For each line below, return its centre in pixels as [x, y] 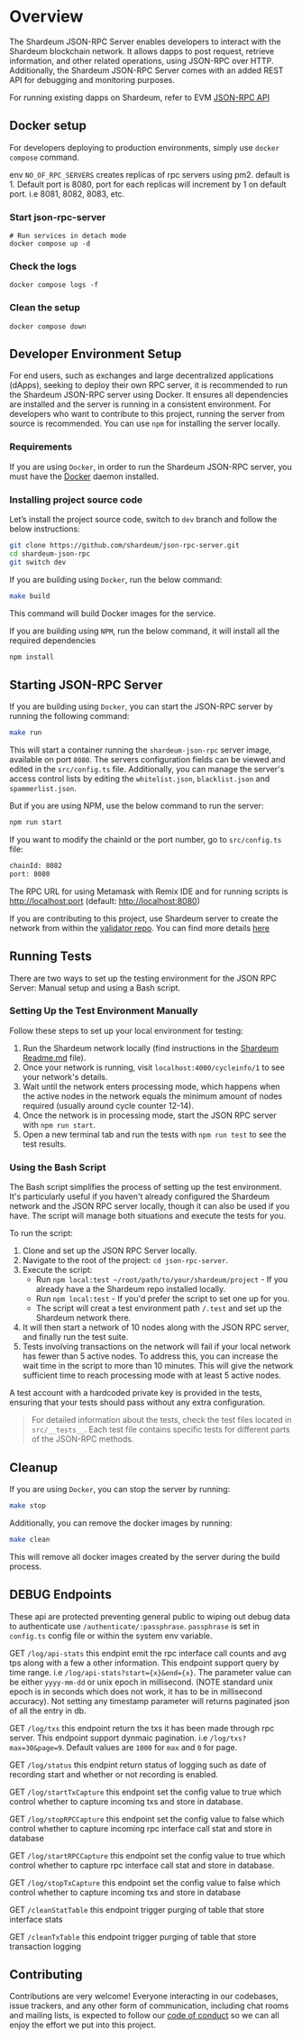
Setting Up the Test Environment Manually [104, 1010]
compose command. [44, 157]
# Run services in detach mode [68, 236]
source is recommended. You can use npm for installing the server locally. [145, 424]
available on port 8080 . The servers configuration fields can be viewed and [147, 760]
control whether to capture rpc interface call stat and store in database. [142, 1865]
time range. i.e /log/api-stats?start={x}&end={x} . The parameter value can [151, 1672]
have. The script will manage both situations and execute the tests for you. [148, 1216]
